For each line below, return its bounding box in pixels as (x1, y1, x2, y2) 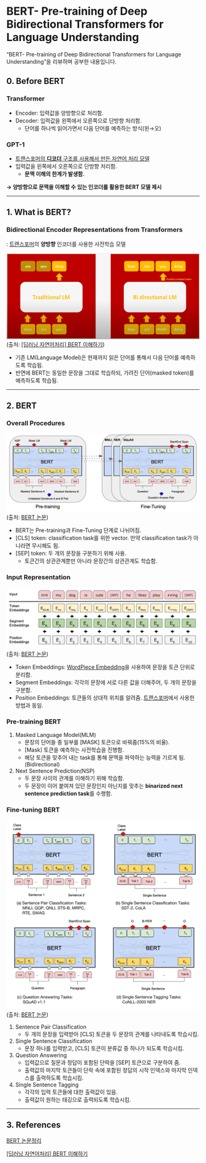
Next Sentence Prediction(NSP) (15, 768, 95, 775)
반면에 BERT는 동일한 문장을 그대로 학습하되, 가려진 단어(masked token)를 (15, 369, 194, 376)
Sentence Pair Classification (15, 1023, 87, 1031)
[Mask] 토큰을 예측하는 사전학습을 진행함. (24, 746, 124, 753)
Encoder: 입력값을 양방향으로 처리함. (15, 109, 104, 116)
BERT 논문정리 (6, 1137, 42, 1144)
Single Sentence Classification (15, 1037, 93, 1045)
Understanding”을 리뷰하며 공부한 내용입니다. (6, 58, 117, 65)
